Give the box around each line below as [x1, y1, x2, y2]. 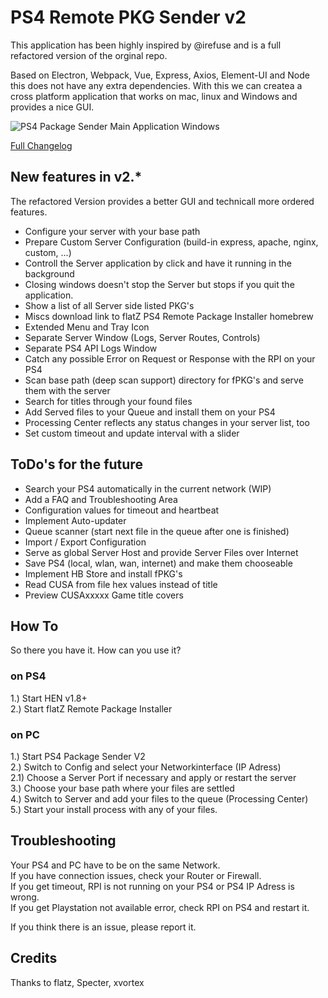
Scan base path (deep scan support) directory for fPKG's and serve [24, 374, 304, 386]
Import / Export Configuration [24, 536, 147, 548]
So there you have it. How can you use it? [10, 644, 182, 656]
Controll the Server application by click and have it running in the [24, 257, 292, 269]
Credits [10, 950, 58, 967]
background [24, 267, 75, 280]
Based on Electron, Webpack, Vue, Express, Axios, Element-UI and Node [10, 69, 310, 81]
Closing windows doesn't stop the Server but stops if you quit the [24, 278, 295, 290]
